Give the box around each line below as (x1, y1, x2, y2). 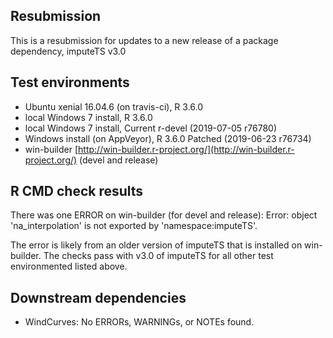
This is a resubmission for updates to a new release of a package (10, 34, 279, 46)
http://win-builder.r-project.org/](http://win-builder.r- (78, 143, 295, 155)
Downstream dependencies (10, 289, 187, 306)
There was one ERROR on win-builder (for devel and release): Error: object (10, 209, 318, 221)
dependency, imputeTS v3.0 (10, 45, 127, 57)
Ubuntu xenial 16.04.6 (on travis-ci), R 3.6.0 (24, 100, 204, 113)
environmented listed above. (10, 260, 128, 273)
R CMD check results (10, 183, 144, 200)
